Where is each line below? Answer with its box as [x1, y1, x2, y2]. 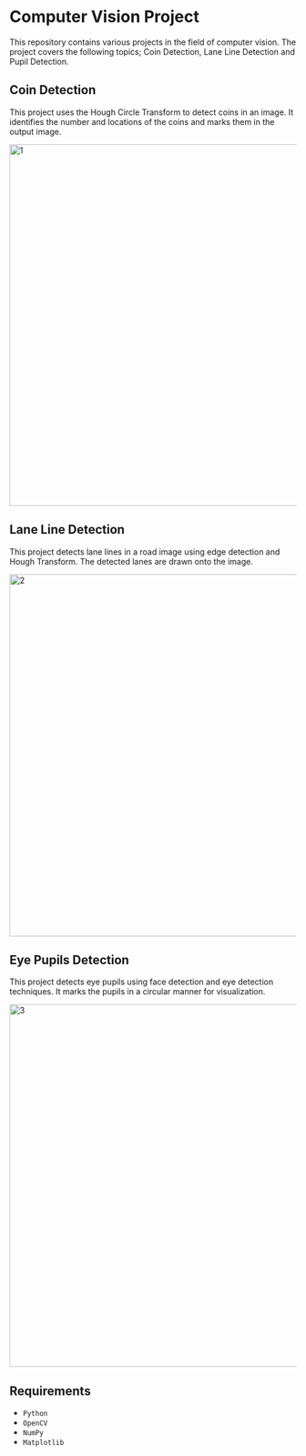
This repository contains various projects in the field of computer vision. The [9, 36, 297, 47]
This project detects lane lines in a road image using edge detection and [9, 546, 280, 557]
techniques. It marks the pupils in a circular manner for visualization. [9, 986, 266, 997]
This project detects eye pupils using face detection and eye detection [9, 976, 274, 987]
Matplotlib [22, 1439, 65, 1448]
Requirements [9, 1383, 91, 1399]
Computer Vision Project [9, 6, 200, 27]
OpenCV [22, 1419, 48, 1429]
